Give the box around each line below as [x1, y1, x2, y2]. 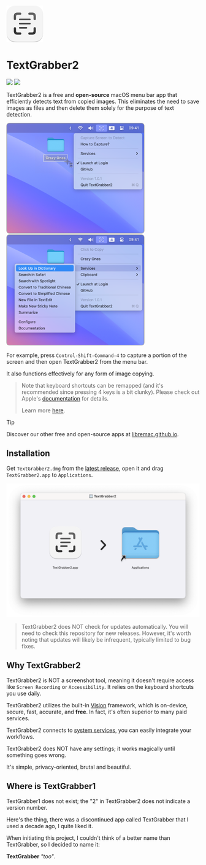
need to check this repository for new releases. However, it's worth [21, 629, 191, 637]
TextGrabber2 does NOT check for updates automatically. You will [21, 623, 189, 631]
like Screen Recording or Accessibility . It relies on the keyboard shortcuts [6, 683, 194, 690]
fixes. [21, 643, 36, 650]
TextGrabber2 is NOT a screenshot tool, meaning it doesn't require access [6, 677, 194, 684]
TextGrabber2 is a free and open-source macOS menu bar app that [6, 91, 178, 98]
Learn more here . [21, 407, 66, 414]
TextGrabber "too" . [6, 852, 56, 860]
